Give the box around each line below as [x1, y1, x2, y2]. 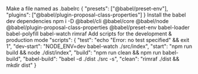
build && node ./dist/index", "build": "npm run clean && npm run [6, 49, 161, 56]
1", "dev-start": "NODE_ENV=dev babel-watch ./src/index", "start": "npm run [6, 43, 193, 50]
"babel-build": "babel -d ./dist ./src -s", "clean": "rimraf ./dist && [23, 56, 180, 62]
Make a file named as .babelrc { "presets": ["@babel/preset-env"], [6, 5, 168, 12]
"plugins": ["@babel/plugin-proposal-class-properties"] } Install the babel [6, 11, 186, 18]
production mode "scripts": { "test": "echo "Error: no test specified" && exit [6, 37, 190, 43]
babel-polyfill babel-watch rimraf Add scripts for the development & [6, 30, 172, 37]
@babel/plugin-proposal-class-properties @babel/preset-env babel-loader [6, 24, 190, 31]
